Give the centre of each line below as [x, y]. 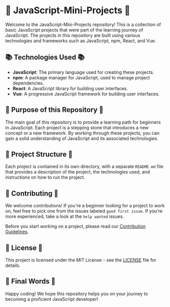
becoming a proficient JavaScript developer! [52, 299]
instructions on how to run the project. [45, 177]
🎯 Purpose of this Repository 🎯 [55, 110]
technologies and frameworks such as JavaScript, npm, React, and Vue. [81, 41]
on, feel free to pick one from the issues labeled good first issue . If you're [84, 211]
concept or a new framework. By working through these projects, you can [82, 133]
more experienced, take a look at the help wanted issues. [65, 216]
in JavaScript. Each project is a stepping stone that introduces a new [77, 127]
